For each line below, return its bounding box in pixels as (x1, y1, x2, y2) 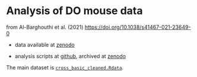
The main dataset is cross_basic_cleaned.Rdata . (6, 63, 123, 71)
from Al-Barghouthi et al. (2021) (6, 24, 84, 31)
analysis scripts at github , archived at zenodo (14, 52, 126, 59)
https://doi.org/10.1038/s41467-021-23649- (84, 24, 191, 31)
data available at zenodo (14, 41, 75, 48)
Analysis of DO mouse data (6, 4, 143, 18)
